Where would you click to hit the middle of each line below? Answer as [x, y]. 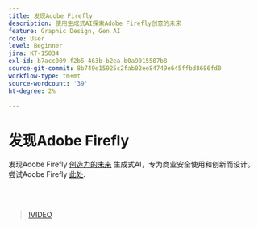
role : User [27, 38]
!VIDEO [40, 215]
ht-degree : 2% [32, 91]
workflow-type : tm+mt [45, 76]
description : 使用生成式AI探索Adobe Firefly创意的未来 [95, 23]
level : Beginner [35, 46]
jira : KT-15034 [34, 53]
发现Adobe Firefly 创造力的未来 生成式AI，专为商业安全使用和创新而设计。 [131, 164]
